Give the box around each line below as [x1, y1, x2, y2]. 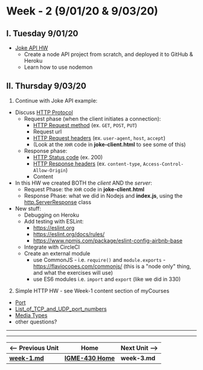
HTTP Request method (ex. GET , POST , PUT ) [33, 121, 137, 129]
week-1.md [9, 354, 44, 362]
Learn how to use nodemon [24, 63, 93, 71]
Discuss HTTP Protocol [14, 109, 74, 116]
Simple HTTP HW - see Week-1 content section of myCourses [14, 287, 170, 294]
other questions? [14, 318, 57, 325]
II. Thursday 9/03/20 [6, 81, 86, 91]
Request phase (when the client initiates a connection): [24, 115, 161, 122]
